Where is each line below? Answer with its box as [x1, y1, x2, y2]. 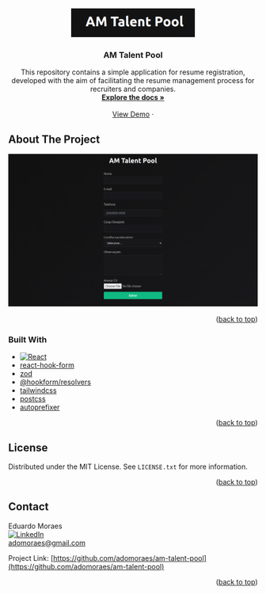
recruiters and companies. [89, 84, 177, 94]
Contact [8, 500, 49, 514]
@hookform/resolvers [19, 377, 91, 387]
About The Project [8, 132, 101, 146]
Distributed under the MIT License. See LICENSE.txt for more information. [8, 462, 248, 471]
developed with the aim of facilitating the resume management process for [11, 76, 255, 86]
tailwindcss [19, 386, 57, 395]
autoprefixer [19, 402, 60, 412]
